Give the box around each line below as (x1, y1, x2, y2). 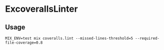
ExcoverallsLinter (5, 3, 78, 15)
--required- (135, 36, 160, 41)
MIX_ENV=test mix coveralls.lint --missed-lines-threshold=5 (5, 36, 133, 41)
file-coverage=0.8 (5, 40, 43, 45)
